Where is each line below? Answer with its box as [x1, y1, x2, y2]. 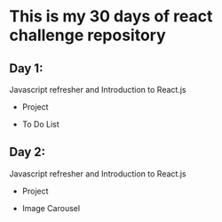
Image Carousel [21, 202, 81, 213]
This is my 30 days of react [9, 6, 213, 27]
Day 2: [9, 144, 46, 160]
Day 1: [9, 61, 44, 76]
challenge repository [9, 25, 166, 45]
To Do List [21, 119, 59, 129]
